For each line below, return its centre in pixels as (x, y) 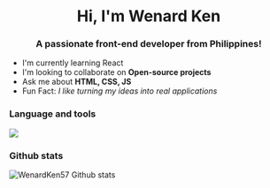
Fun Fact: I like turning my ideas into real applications (120, 91)
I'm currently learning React (73, 63)
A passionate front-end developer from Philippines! (149, 44)
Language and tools (53, 114)
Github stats (36, 155)
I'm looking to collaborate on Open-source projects (116, 72)
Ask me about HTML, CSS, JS (77, 82)
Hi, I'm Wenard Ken (149, 16)
